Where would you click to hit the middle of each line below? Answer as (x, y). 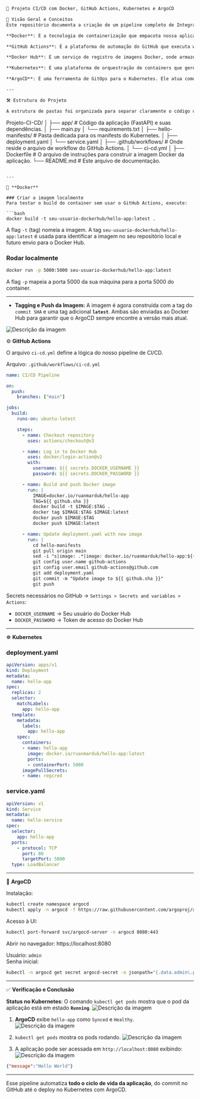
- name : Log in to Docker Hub (59, 452)
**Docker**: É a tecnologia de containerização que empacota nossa (92, 36)
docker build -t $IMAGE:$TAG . (71, 507)
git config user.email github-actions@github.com (96, 567)
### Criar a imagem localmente (45, 198)
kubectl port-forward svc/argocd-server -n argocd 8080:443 (82, 932)
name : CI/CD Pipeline (33, 375)
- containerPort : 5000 (56, 765)
